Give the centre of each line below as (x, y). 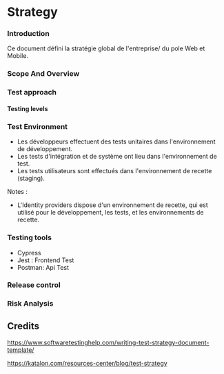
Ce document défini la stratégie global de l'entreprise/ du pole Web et (106, 48)
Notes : (17, 192)
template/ (21, 350)
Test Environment (37, 126)
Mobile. (18, 56)
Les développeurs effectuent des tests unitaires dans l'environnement (116, 141)
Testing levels (28, 108)
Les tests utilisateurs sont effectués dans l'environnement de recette (114, 171)
